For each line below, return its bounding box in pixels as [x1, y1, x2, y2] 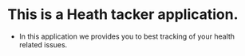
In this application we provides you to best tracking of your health [18, 32, 235, 41]
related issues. [18, 39, 68, 49]
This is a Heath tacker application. [7, 6, 239, 24]
